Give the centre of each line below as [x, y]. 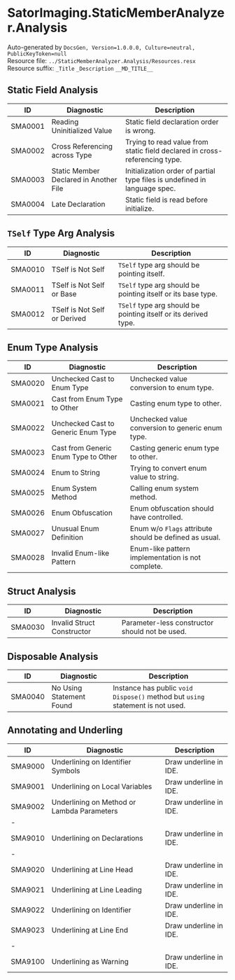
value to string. [154, 477]
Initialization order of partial [170, 171]
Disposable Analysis [53, 656]
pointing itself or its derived [163, 314]
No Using [67, 688]
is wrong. [140, 130]
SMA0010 [28, 269]
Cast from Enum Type [87, 399]
